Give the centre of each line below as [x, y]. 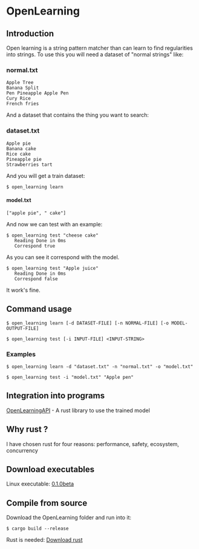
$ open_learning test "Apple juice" [52, 268]
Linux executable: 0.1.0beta [40, 484]
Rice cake [19, 154]
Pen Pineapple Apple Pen [38, 93]
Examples [21, 354]
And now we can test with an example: [54, 224]
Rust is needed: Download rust [44, 540]
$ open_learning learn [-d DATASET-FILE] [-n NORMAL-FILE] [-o [88, 323]
